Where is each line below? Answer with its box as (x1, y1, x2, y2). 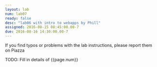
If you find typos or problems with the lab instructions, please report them (5, 43, 153, 48)
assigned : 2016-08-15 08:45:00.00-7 (5, 25, 79, 30)
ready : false (5, 16, 31, 21)
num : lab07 (5, 11, 27, 16)
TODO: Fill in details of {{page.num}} (5, 57, 78, 62)
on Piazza (5, 47, 25, 53)
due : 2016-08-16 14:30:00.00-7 (5, 29, 68, 34)
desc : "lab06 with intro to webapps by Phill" (5, 20, 101, 25)
